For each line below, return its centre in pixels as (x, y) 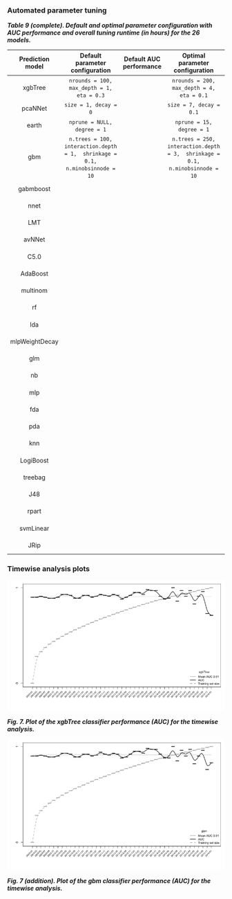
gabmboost (35, 188)
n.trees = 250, (194, 139)
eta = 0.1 (194, 96)
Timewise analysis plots (49, 568)
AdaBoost (34, 273)
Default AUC (142, 59)
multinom (35, 291)
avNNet (35, 239)
